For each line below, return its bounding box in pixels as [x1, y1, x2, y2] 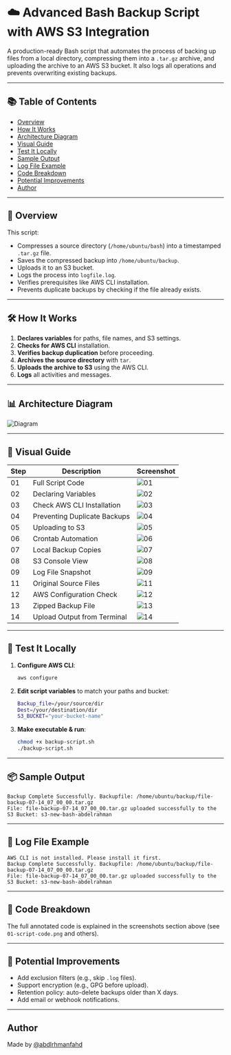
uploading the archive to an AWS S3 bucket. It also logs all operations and [7, 61, 217, 69]
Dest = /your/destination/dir [16, 706, 98, 713]
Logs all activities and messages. [16, 371, 111, 379]
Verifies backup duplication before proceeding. [16, 349, 155, 357]
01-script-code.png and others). [7, 929, 99, 937]
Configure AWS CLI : [16, 661, 76, 669]
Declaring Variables [32, 489, 96, 499]
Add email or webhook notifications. [16, 996, 120, 1004]
